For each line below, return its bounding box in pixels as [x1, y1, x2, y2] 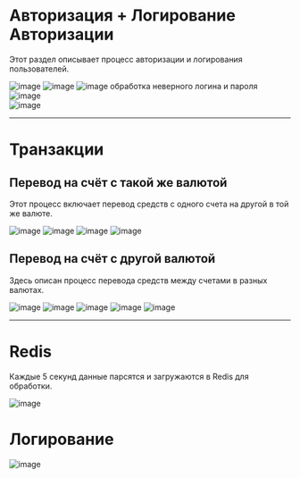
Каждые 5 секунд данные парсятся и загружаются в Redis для [9, 371, 249, 382]
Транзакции [9, 139, 104, 160]
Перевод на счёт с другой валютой [9, 251, 216, 266]
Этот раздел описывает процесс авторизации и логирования [9, 54, 243, 64]
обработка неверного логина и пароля [110, 80, 258, 91]
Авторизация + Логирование [9, 5, 237, 26]
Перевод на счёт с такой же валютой [9, 175, 228, 190]
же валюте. [9, 207, 54, 219]
